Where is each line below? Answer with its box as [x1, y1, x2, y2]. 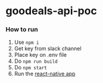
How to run [5, 25, 38, 34]
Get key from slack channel [14, 45, 82, 52]
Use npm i [14, 39, 39, 46]
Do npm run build [14, 58, 58, 65]
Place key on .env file [14, 52, 67, 59]
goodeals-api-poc [5, 4, 98, 18]
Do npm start [14, 64, 47, 71]
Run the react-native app [14, 70, 76, 78]
